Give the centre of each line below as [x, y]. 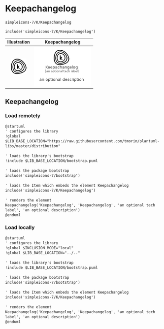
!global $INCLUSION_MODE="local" [39, 248]
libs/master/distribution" [33, 146]
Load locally [20, 227]
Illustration [19, 42]
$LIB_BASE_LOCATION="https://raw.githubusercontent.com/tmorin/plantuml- [82, 141]
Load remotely [23, 115]
